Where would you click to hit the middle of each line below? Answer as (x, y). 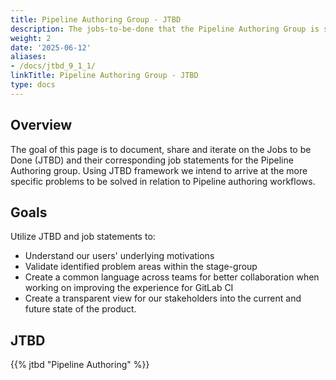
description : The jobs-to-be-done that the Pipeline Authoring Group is (165, 29)
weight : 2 (31, 38)
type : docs (33, 85)
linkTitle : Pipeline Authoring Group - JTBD (104, 76)
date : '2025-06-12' (51, 47)
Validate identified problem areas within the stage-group (141, 267)
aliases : (28, 57)
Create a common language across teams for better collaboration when (172, 277)
